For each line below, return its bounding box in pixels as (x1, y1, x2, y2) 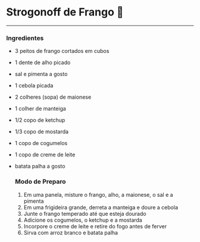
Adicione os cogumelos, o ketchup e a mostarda (23, 216, 143, 224)
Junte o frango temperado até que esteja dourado (23, 210, 147, 217)
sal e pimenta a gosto (14, 71, 68, 78)
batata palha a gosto (14, 163, 65, 170)
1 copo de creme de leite (14, 151, 76, 158)
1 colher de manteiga (14, 105, 67, 112)
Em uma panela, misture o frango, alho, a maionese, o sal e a (23, 191, 174, 198)
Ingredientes (6, 34, 44, 42)
